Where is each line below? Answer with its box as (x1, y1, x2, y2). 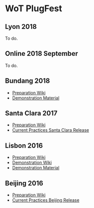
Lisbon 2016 (5, 141, 43, 150)
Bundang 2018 (5, 77, 50, 85)
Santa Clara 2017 (5, 109, 57, 117)
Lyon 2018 (5, 23, 37, 31)
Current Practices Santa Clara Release (12, 127, 89, 133)
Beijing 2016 (5, 179, 43, 187)
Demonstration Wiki (12, 160, 52, 165)
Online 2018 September (5, 49, 78, 58)
